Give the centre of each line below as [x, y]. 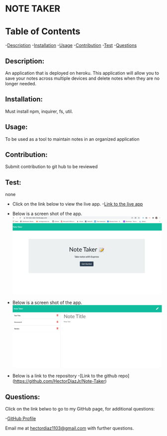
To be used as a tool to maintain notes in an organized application [72, 139]
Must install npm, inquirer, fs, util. [39, 111]
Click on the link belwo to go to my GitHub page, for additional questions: [80, 409]
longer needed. [21, 83]
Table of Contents [43, 32]
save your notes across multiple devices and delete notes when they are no [83, 78]
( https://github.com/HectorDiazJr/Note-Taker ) [59, 381]
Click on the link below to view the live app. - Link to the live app [78, 204]
